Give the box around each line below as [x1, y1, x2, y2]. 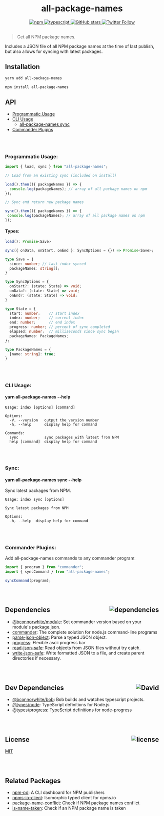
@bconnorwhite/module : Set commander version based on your [12, 619, 142, 625]
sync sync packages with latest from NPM [9, 435, 119, 440]
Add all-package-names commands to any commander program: [5, 555, 136, 561]
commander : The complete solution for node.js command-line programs [12, 629, 158, 635]
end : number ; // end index [9, 320, 76, 325]
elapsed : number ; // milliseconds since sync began [9, 329, 119, 334]
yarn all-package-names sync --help [5, 477, 82, 483]
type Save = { [5, 256, 34, 262]
